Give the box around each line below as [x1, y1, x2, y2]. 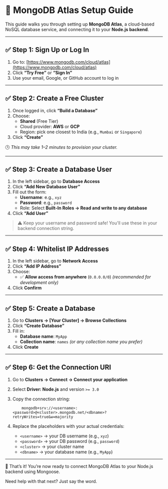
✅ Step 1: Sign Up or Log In [5, 46, 89, 54]
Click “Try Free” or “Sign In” [12, 70, 72, 76]
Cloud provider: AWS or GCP [19, 123, 80, 129]
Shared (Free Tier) [19, 118, 58, 124]
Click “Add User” [12, 210, 48, 216]
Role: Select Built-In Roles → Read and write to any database [19, 205, 147, 211]
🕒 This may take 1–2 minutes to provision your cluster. [5, 144, 118, 150]
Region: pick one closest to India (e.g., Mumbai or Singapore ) [19, 129, 142, 135]
